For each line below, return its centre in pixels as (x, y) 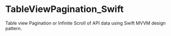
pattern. (14, 28)
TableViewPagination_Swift (65, 9)
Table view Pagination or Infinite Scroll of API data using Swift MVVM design (86, 23)
